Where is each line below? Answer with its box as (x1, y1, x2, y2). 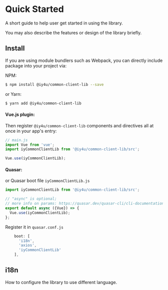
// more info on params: (5, 201, 57, 206)
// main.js (5, 137, 28, 143)
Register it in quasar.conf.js (5, 224, 63, 230)
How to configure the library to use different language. (5, 279, 117, 285)
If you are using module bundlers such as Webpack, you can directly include (5, 57, 163, 63)
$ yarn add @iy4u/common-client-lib (5, 101, 81, 106)
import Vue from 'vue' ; (5, 142, 55, 147)
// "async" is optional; (5, 196, 57, 202)
